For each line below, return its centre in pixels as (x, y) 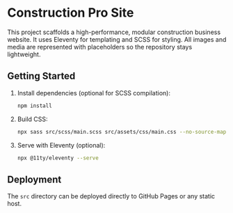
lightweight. (24, 54)
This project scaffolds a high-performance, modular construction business (114, 32)
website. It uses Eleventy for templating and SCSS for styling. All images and (117, 39)
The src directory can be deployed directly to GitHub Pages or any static (111, 196)
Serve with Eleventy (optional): (61, 145)
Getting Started (41, 76)
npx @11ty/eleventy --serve (58, 158)
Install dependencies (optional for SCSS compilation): (94, 93)
